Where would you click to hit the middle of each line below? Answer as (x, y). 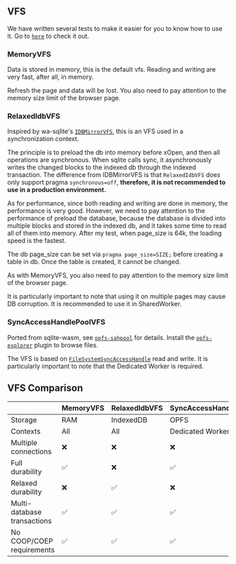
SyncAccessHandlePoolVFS (56, 322)
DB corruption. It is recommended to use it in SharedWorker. (94, 304)
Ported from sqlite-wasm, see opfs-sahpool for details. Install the (101, 337)
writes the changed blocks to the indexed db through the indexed (102, 167)
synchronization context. (43, 139)
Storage (24, 419)
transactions (31, 520)
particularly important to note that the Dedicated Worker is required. (105, 366)
